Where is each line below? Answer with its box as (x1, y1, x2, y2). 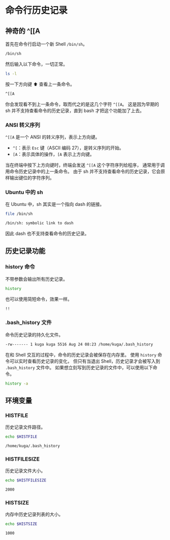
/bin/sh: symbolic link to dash (5, 221, 74, 226)
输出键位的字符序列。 (9, 174, 54, 181)
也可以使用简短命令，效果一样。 (5, 296, 72, 302)
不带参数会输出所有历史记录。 (5, 276, 67, 282)
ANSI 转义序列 (5, 121, 41, 128)
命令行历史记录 (5, 5, 68, 16)
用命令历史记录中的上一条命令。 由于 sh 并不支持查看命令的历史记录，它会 (5, 168, 161, 174)
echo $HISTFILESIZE (5, 478, 47, 483)
